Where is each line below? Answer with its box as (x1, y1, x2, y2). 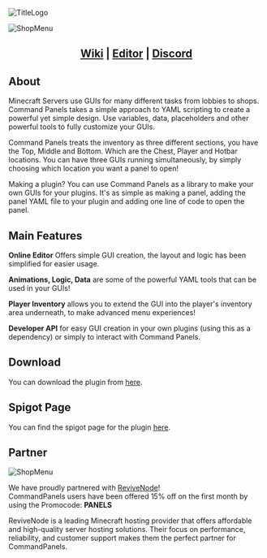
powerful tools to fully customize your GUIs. (8, 122, 156, 132)
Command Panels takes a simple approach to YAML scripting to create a (8, 105, 250, 115)
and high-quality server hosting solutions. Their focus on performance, (8, 525, 246, 534)
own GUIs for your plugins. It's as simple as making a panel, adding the (8, 188, 246, 198)
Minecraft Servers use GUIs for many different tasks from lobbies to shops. (8, 96, 260, 106)
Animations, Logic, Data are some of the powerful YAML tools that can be (8, 275, 257, 284)
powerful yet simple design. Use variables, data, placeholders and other (8, 114, 249, 123)
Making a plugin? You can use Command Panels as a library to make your (8, 180, 254, 189)
